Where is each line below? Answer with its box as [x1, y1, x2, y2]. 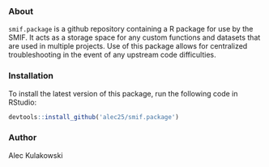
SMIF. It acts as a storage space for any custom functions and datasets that [8, 32, 261, 42]
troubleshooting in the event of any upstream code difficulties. [8, 50, 216, 60]
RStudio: [8, 97, 37, 107]
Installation [8, 71, 54, 82]
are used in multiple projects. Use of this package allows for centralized [8, 41, 248, 51]
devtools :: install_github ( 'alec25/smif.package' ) [8, 113, 180, 121]
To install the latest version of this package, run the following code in [8, 88, 238, 98]
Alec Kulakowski [8, 150, 63, 160]
